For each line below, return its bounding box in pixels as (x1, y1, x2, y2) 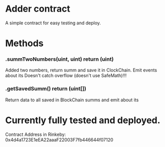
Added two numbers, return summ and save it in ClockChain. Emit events (5, 67, 157, 73)
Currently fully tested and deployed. (5, 115, 160, 126)
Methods (5, 38, 44, 49)
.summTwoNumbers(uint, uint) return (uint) (5, 56, 114, 63)
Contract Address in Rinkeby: (5, 131, 66, 137)
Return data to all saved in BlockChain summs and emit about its (5, 97, 139, 103)
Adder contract (5, 3, 71, 15)
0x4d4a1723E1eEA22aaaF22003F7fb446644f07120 (5, 136, 114, 142)
